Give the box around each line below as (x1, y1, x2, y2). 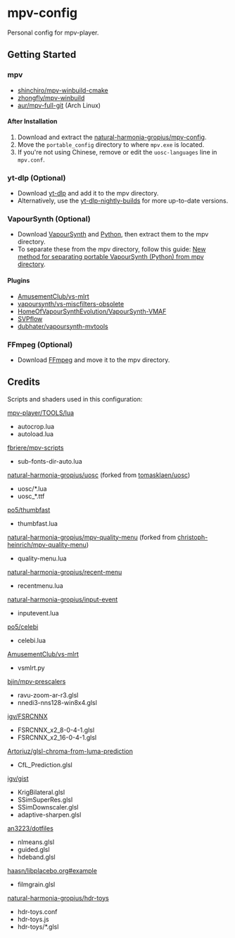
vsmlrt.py (17, 663, 45, 672)
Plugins (7, 277, 30, 285)
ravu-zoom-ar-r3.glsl (17, 690, 79, 699)
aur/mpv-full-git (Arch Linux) (17, 101, 101, 109)
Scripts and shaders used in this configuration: (7, 395, 143, 403)
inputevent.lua (17, 608, 59, 617)
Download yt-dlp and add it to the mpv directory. (17, 189, 159, 198)
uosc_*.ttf (17, 492, 45, 500)
